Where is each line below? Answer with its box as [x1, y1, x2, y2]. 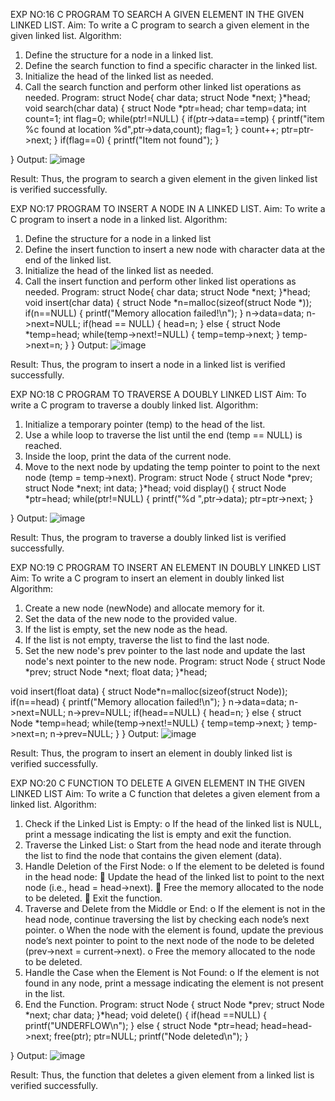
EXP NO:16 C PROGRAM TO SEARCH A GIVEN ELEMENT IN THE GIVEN [10, 9, 305, 20]
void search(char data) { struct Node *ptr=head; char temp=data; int [24, 102, 307, 114]
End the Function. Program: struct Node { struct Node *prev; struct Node [24, 999, 325, 1010]
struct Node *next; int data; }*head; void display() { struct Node [24, 482, 287, 494]
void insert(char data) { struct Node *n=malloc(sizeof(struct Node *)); [24, 297, 313, 308]
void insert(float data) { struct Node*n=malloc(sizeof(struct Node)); [10, 685, 288, 697]
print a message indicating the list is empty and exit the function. [24, 829, 292, 840]
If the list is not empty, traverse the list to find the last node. [24, 634, 270, 646]
